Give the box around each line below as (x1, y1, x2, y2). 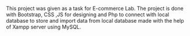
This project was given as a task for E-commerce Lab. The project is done (6, 5, 184, 12)
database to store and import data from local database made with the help (6, 17, 185, 24)
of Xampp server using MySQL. (6, 23, 82, 30)
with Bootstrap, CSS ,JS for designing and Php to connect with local (6, 11, 170, 18)
